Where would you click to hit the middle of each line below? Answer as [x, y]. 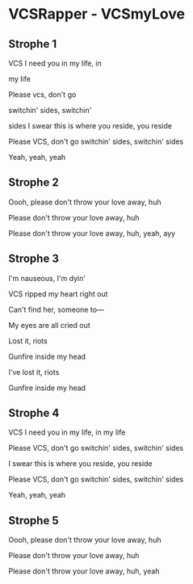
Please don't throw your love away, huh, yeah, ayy [92, 233]
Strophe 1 [33, 44]
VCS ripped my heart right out [58, 294]
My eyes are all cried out [49, 325]
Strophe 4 [34, 413]
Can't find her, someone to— [57, 309]
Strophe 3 [34, 259]
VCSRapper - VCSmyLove [97, 14]
